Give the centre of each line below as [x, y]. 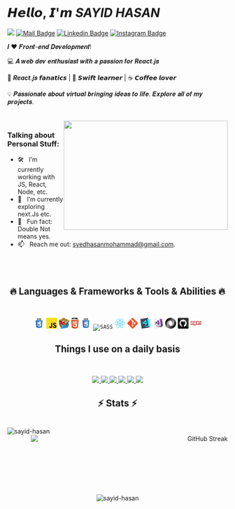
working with [36, 177]
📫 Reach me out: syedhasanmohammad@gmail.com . [97, 244]
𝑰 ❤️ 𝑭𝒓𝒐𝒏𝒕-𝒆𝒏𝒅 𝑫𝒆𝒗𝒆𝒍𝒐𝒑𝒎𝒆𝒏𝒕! [50, 46]
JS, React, [32, 185]
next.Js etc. [34, 214]
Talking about [31, 135]
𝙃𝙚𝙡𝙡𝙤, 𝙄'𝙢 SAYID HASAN [84, 13]
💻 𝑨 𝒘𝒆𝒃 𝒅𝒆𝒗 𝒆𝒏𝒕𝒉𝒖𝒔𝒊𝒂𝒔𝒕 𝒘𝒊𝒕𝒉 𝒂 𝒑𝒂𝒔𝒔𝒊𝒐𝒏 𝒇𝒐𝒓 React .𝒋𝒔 [83, 61]
